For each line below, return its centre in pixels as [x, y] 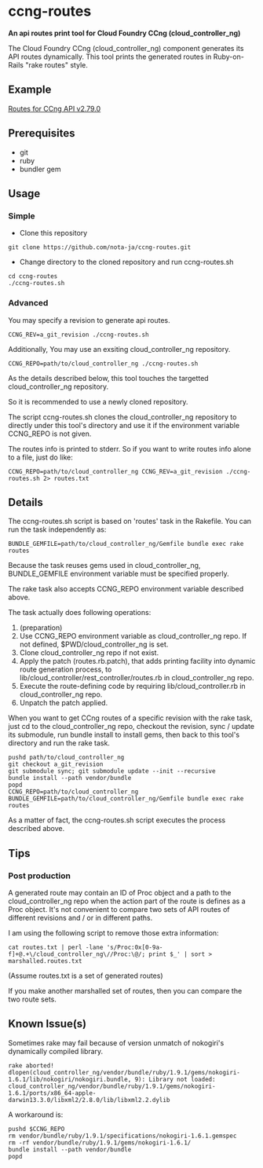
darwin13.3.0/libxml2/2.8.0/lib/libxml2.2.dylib [89, 1100]
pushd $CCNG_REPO [37, 1129]
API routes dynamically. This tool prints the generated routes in [110, 57]
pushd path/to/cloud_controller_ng [66, 758]
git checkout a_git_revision [56, 764]
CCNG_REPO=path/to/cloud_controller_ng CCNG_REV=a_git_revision [115, 471]
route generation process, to [66, 669]
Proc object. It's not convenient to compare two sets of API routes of [119, 910]
